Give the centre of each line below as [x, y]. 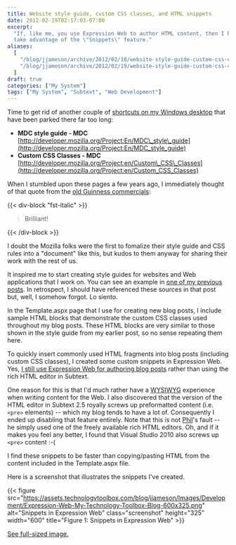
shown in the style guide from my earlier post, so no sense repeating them [115, 333]
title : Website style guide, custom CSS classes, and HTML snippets [110, 14]
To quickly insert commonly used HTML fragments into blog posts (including [118, 354]
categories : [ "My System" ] [47, 86]
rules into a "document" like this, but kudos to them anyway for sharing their [118, 254]
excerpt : [20, 27]
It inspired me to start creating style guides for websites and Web [102, 275]
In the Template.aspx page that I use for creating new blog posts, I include [114, 310]
